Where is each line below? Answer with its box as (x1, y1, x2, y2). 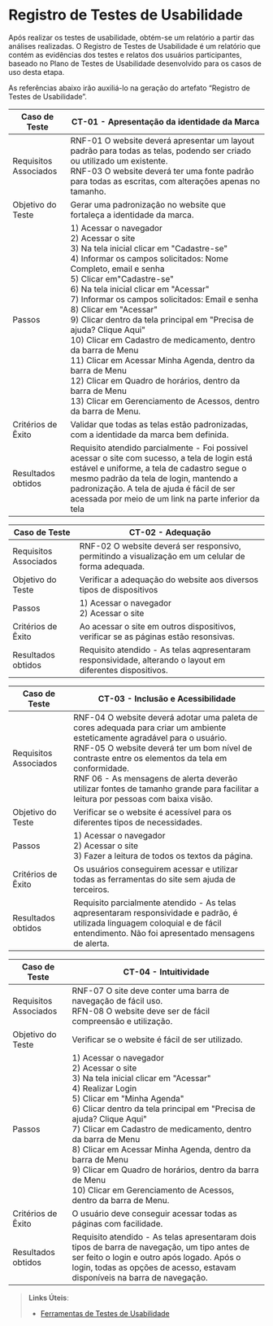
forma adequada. (79, 560, 145, 571)
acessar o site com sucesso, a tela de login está (70, 452, 253, 463)
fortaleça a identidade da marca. (70, 209, 194, 221)
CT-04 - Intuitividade (123, 966, 210, 978)
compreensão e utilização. (71, 1015, 173, 1026)
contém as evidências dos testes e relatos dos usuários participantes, (8, 50, 242, 59)
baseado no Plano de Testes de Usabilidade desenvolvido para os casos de (8, 59, 262, 68)
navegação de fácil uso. (71, 995, 163, 1006)
